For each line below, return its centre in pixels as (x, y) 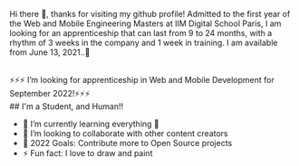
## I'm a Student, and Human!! (67, 106)
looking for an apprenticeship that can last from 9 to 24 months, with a (141, 33)
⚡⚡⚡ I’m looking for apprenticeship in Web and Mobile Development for (142, 80)
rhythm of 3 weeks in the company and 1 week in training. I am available (144, 42)
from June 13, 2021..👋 (50, 52)
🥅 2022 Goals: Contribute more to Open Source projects (127, 143)
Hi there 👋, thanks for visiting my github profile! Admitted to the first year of (150, 14)
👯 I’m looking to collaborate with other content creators (125, 134)
